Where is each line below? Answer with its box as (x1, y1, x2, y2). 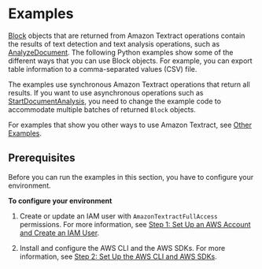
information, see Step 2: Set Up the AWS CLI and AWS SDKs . (19, 252, 218, 261)
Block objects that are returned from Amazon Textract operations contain (8, 31, 245, 40)
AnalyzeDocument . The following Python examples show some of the (8, 47, 234, 57)
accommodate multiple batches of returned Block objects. (8, 104, 197, 114)
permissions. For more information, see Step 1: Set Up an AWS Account (19, 219, 251, 229)
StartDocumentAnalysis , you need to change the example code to (8, 96, 222, 106)
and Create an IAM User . (19, 228, 100, 237)
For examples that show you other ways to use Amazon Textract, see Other (8, 120, 253, 129)
